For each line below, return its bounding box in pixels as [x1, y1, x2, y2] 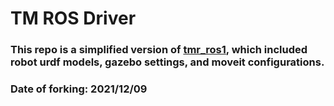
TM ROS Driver [10, 7, 137, 30]
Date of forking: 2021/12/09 [10, 82, 148, 96]
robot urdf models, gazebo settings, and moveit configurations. [10, 55, 325, 69]
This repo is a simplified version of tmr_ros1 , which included [10, 43, 308, 57]
